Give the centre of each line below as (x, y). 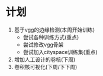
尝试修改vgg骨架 (43, 45)
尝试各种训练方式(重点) (51, 37)
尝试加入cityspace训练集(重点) (60, 52)
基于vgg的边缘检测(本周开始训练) (54, 30)
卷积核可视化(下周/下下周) (46, 66)
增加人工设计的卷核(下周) (45, 59)
